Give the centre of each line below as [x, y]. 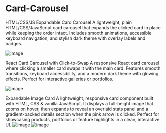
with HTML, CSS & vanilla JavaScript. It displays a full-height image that [79, 103]
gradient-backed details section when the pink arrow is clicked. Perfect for [82, 114]
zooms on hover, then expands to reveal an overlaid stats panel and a [77, 109]
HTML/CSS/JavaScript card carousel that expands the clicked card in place [83, 27]
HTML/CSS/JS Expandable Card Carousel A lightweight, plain [68, 22]
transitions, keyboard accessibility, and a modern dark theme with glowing [82, 73]
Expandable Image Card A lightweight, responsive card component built [79, 98]
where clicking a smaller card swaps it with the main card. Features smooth [83, 68]
